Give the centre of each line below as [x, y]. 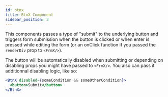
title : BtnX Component [29, 15]
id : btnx [15, 10]
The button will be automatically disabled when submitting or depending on [84, 60]
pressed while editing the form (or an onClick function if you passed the [81, 45]
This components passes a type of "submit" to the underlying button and [82, 34]
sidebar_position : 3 [27, 19]
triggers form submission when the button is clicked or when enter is [77, 39]
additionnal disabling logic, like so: [41, 71]
